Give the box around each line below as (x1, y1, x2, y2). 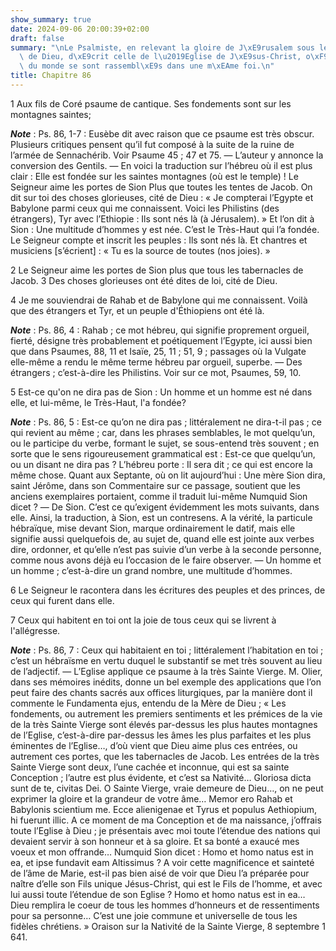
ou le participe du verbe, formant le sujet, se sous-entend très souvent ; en (10, 437, 320, 449)
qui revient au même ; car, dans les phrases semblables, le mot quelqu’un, (10, 426, 316, 438)
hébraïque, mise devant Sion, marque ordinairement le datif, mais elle (10, 522, 296, 534)
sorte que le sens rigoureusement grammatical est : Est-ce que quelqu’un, (10, 447, 316, 460)
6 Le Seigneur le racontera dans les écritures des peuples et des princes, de (10, 584, 326, 596)
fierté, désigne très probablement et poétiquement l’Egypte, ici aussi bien (10, 334, 313, 346)
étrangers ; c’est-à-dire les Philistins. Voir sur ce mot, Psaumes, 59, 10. (10, 366, 302, 378)
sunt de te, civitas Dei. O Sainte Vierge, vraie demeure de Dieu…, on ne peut (10, 782, 324, 794)
